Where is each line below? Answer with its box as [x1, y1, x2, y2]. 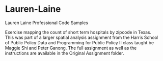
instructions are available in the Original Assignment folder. [5, 50, 124, 56]
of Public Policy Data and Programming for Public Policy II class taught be [5, 39, 154, 45]
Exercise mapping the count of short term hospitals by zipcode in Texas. [5, 29, 152, 35]
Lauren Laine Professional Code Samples [5, 20, 88, 26]
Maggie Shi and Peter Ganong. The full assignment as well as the [5, 45, 137, 51]
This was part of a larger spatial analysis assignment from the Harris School [5, 34, 159, 40]
